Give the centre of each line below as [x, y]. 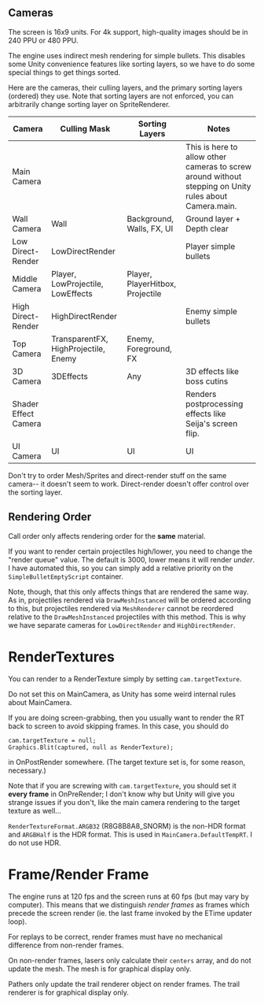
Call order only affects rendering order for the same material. [107, 536]
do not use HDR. [35, 843]
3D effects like [213, 371]
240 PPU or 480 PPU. [43, 40]
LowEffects [71, 293]
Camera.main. [211, 206]
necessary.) [27, 770]
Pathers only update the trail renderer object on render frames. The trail [124, 984]
